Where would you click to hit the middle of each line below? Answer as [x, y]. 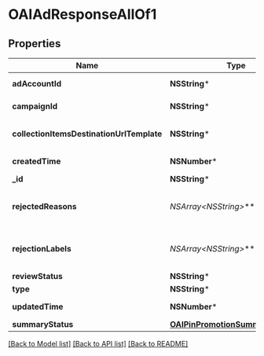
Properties [35, 44]
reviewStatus [37, 276]
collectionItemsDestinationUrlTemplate [87, 134]
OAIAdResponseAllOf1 [82, 15]
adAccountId [37, 84]
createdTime [37, 161]
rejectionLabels [42, 249]
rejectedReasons [44, 206]
